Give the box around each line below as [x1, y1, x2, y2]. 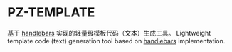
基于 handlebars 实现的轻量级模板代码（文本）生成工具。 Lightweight [7, 28, 211, 37]
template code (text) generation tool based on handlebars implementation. [7, 36, 226, 45]
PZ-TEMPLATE [7, 4, 95, 21]
